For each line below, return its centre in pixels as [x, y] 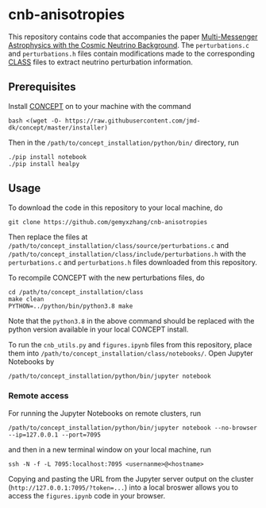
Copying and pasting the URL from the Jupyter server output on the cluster [131, 479]
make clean [26, 299]
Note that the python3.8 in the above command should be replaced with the [131, 320]
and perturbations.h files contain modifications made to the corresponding [132, 53]
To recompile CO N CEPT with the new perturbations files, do [106, 277]
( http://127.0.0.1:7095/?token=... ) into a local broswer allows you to [123, 487]
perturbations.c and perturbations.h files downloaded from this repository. [133, 262]
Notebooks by [31, 361]
